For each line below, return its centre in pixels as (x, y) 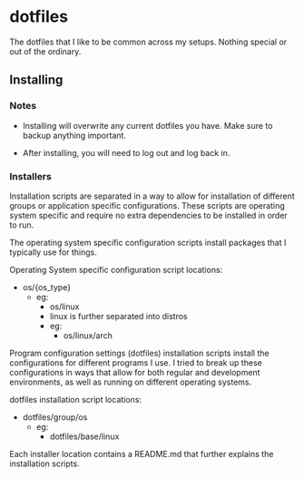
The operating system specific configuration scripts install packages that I (148, 242)
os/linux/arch (88, 335)
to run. (22, 225)
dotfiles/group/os (55, 417)
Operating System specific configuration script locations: (116, 269)
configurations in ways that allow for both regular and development (135, 372)
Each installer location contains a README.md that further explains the (142, 454)
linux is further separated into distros (118, 316)
